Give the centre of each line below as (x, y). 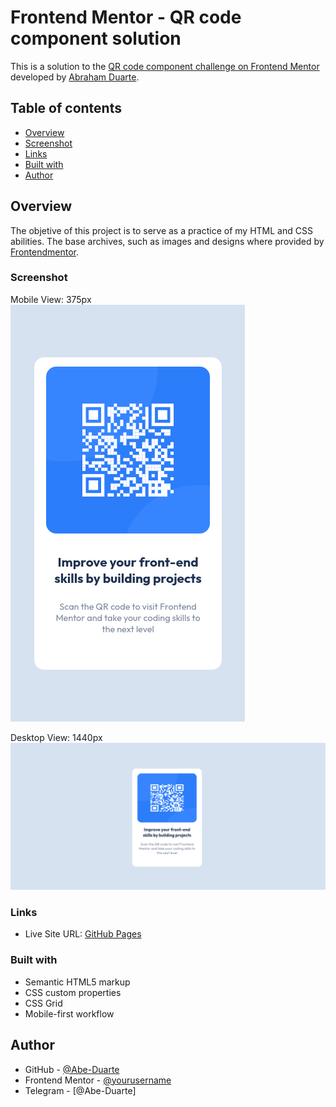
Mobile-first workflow (69, 1013)
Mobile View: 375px (51, 299)
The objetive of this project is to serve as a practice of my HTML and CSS (161, 230)
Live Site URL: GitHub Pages (83, 934)
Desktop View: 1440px (56, 737)
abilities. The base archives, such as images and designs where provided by (167, 241)
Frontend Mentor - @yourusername (98, 1080)
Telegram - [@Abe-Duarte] (80, 1090)
